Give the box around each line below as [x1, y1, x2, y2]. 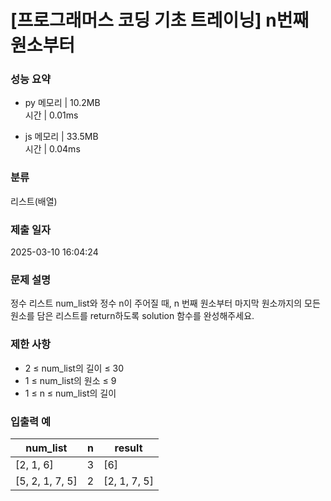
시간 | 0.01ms [24, 109, 79, 121]
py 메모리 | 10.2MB [24, 97, 101, 109]
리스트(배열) [10, 195, 58, 207]
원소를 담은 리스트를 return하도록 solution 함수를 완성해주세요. [10, 310, 255, 322]
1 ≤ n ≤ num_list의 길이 [24, 387, 117, 399]
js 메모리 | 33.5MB [24, 131, 99, 143]
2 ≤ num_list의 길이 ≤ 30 [24, 362, 125, 374]
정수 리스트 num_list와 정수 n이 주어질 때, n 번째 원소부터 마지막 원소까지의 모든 [10, 297, 321, 310]
